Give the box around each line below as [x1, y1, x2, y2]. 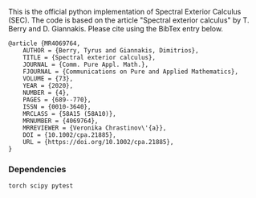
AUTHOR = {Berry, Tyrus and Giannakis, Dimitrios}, [22, 47, 199, 55]
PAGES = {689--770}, [22, 96, 91, 104]
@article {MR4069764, [8, 39, 81, 47]
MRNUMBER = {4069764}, [22, 117, 99, 125]
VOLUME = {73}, [22, 75, 74, 83]
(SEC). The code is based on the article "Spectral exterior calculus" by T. [8, 15, 250, 25]
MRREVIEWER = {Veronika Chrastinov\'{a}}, [22, 124, 167, 132]
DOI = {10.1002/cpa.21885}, [22, 131, 116, 139]
